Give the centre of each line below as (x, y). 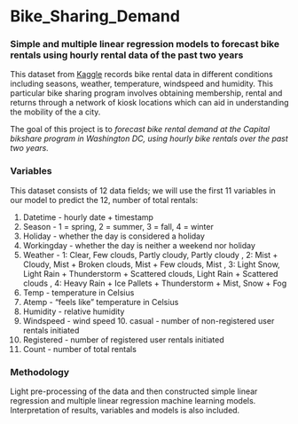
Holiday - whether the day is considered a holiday (114, 236)
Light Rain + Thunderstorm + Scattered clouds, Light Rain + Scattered (150, 273)
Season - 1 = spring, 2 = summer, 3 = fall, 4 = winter (118, 226)
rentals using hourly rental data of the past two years (127, 55)
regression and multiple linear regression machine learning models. (133, 401)
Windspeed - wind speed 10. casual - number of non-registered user (149, 320)
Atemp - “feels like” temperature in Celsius (101, 302)
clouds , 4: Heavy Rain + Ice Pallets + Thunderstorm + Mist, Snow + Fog (155, 283)
